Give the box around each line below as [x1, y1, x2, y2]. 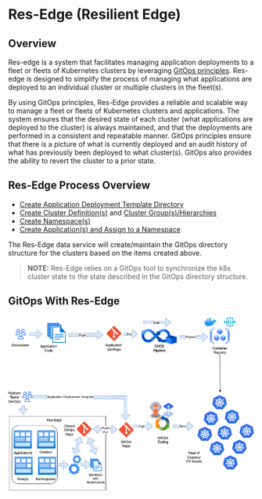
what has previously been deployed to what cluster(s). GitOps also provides [8, 148, 253, 157]
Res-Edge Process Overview [8, 179, 151, 192]
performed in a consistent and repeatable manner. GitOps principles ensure [8, 131, 252, 140]
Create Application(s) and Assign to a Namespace [19, 224, 181, 234]
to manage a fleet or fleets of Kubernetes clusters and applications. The [8, 106, 240, 115]
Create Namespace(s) [19, 216, 92, 225]
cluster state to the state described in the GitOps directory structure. [27, 271, 248, 281]
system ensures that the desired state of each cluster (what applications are [8, 115, 253, 123]
